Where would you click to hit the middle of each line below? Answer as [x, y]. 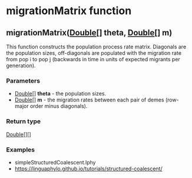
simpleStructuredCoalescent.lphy [55, 162]
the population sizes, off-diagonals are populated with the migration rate [94, 53]
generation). [21, 65]
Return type [24, 121]
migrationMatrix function [69, 11]
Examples [21, 150]
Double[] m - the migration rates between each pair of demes [89, 100]
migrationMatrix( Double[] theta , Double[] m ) [89, 33]
